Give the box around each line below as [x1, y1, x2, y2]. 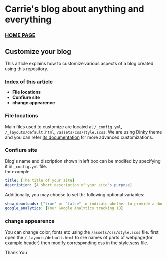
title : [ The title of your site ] [5, 178, 75, 183]
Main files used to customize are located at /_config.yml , [5, 123, 123, 130]
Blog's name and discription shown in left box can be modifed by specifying [5, 158, 161, 164]
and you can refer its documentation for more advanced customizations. [5, 134, 153, 140]
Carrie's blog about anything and [5, 3, 144, 15]
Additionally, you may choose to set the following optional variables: [5, 191, 145, 197]
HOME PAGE [5, 32, 36, 39]
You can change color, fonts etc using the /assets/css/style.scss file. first [5, 229, 159, 235]
